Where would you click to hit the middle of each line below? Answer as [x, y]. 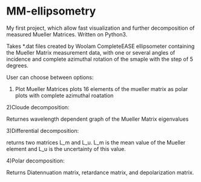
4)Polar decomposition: [35, 160]
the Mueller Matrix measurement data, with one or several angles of [91, 52]
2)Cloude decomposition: [38, 107]
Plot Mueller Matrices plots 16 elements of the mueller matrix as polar [101, 89]
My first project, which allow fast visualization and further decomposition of [100, 28]
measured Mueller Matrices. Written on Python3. [67, 34]
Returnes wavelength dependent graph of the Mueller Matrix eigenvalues [97, 119]
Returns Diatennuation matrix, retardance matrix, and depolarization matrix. [100, 172]
